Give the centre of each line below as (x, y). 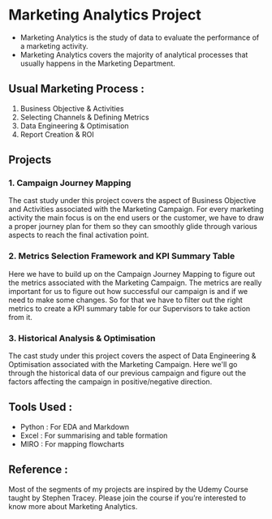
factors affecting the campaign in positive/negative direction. (110, 382)
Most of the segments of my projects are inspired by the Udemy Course (129, 489)
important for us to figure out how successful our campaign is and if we (128, 291)
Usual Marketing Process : (76, 89)
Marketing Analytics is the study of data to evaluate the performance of (140, 37)
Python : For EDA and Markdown (75, 426)
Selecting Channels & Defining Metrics (84, 117)
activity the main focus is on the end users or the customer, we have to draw (136, 218)
